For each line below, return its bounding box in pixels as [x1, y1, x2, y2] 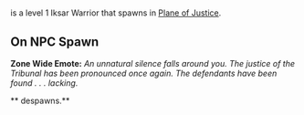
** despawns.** [10, 95, 70, 106]
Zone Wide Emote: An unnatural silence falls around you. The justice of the [10, 58, 296, 68]
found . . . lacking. [10, 78, 79, 89]
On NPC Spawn [10, 34, 100, 49]
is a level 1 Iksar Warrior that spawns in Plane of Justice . [10, 7, 222, 18]
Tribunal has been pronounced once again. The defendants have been [10, 68, 278, 78]
